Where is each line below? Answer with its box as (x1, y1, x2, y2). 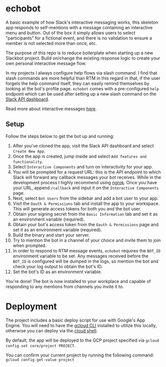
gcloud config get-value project (5, 357, 75, 362)
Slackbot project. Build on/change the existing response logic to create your (5, 55, 161, 61)
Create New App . (12, 148, 46, 154)
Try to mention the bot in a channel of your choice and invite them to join (12, 237, 161, 243)
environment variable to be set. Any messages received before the (12, 253, 149, 259)
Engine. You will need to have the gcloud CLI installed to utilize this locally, (5, 322, 157, 328)
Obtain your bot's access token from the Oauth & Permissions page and (12, 221, 159, 227)
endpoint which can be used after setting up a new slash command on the (5, 91, 157, 97)
